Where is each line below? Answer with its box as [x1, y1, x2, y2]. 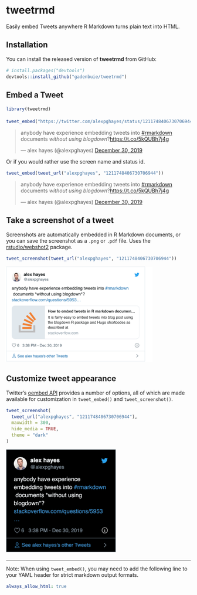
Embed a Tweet [6, 90, 64, 100]
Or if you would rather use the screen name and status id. [6, 158, 145, 165]
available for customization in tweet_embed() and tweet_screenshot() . [6, 395, 173, 402]
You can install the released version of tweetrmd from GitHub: [6, 55, 157, 62]
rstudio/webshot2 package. [6, 243, 73, 250]
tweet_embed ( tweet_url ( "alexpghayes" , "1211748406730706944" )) [6, 170, 164, 176]
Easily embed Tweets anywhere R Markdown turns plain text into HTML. [6, 23, 180, 30]
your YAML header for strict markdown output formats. [6, 572, 139, 579]
